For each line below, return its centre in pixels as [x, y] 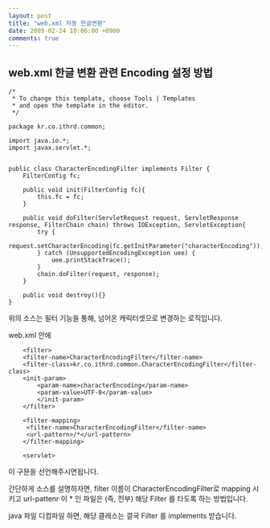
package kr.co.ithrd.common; [57, 127]
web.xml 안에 [30, 335]
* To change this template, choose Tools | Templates [104, 99]
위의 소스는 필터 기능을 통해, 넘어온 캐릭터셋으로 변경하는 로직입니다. [115, 319]
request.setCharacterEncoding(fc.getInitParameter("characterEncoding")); [136, 246]
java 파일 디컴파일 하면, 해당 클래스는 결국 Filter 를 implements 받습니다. [123, 516]
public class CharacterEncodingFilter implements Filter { [109, 169]
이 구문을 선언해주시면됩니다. [53, 472]
